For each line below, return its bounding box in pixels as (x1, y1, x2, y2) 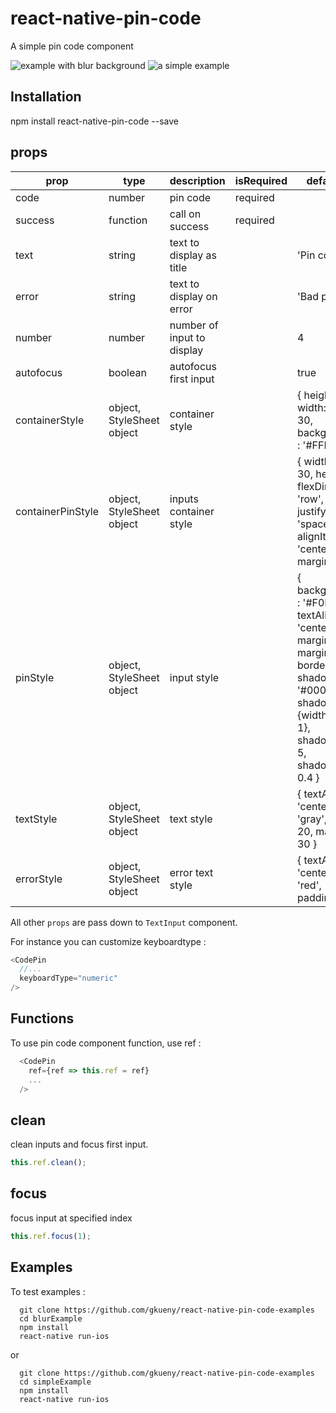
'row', (296, 492, 325, 506)
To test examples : (10, 1285, 86, 1297)
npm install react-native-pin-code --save (10, 115, 179, 127)
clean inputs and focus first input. (10, 1138, 149, 1151)
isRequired (234, 173, 288, 187)
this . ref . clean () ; (10, 1158, 87, 1168)
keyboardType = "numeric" (19, 973, 118, 984)
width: (296, 400, 327, 414)
